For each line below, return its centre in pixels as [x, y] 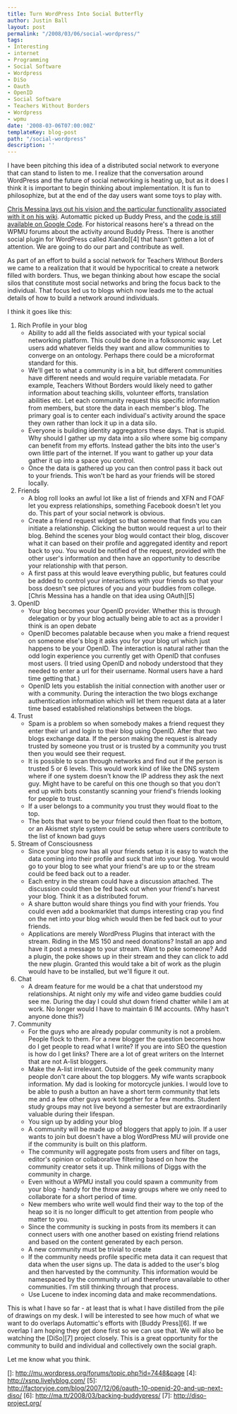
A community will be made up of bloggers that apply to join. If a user [127, 1129]
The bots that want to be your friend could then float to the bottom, [126, 822]
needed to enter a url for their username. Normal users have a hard [126, 671]
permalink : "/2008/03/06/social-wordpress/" [74, 34]
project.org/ [25, 1403]
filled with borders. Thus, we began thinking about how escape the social [114, 276]
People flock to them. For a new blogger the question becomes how [127, 1039]
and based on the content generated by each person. [105, 1242]
